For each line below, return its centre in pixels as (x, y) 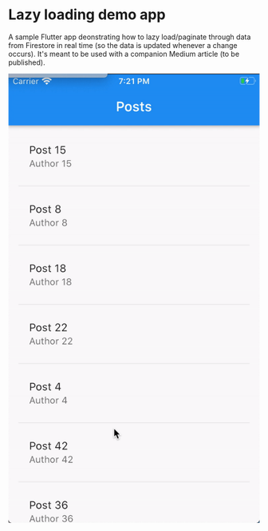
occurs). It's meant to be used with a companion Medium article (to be (124, 54)
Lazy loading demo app (87, 15)
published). (27, 62)
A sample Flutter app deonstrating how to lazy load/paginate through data (130, 37)
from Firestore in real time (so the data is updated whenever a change (123, 45)
